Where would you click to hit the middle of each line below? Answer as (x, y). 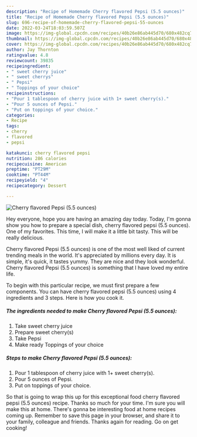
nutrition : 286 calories (36, 158)
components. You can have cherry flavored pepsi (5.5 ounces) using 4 (91, 292)
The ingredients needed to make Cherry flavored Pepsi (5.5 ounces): (91, 311)
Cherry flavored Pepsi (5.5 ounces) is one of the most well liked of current (96, 249)
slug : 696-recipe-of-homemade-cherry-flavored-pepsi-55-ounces (85, 22)
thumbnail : (19, 39)
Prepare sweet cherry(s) (44, 332)
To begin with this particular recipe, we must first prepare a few (83, 285)
